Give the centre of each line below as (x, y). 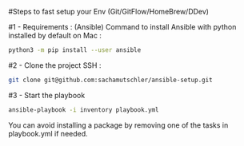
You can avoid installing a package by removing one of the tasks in (118, 125)
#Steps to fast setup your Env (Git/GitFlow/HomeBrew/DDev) (109, 12)
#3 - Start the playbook (47, 95)
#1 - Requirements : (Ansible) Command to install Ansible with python (122, 27)
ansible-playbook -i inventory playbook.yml (84, 110)
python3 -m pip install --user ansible (75, 50)
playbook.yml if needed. (48, 133)
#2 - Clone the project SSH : (55, 65)
